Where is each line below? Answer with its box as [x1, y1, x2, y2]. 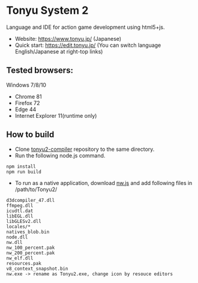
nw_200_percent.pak [6, 250, 55, 256]
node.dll [6, 234, 28, 240]
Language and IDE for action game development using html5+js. [6, 23, 165, 31]
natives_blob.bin [6, 229, 50, 235]
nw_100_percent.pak [6, 245, 55, 251]
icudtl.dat [6, 208, 34, 214]
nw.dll [6, 239, 23, 245]
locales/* [6, 224, 31, 230]
